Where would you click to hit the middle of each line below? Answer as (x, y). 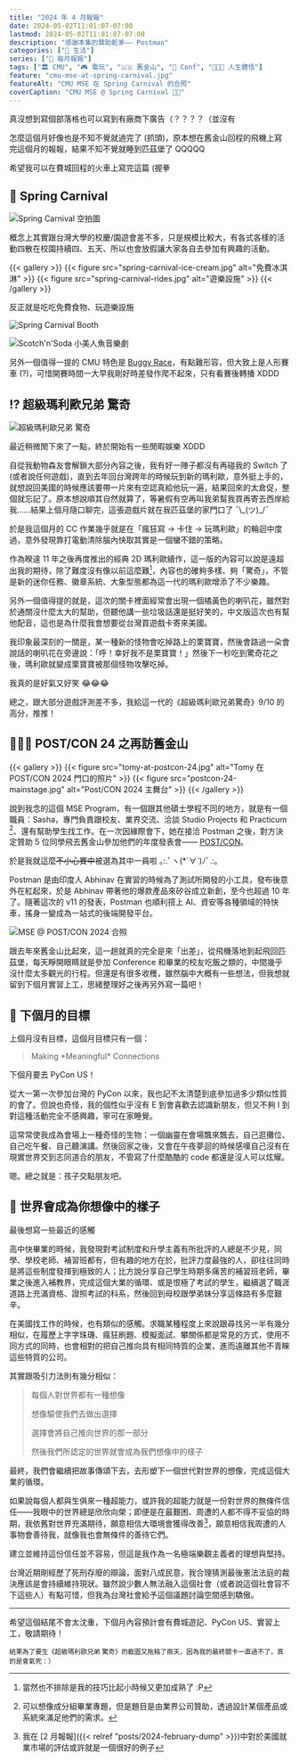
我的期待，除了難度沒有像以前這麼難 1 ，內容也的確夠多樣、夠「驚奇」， (145, 569)
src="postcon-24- (204, 778)
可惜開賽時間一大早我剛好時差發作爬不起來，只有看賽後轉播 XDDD (158, 373)
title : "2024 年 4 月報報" (57, 17)
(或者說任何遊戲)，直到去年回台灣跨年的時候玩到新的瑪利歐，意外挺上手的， (149, 477)
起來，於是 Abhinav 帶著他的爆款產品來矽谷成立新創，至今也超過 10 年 (161, 891)
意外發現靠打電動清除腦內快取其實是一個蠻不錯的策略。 (126, 540)
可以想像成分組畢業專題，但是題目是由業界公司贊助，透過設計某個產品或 (154, 1706)
